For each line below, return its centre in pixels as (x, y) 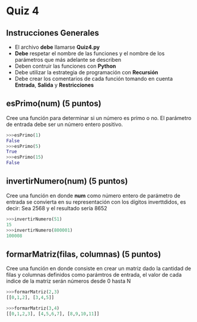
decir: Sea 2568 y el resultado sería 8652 (57, 208)
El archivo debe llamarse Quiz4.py (57, 47)
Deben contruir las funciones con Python (65, 66)
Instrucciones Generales (53, 33)
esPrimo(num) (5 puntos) (54, 104)
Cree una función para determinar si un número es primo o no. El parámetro (99, 118)
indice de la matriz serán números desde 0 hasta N (69, 281)
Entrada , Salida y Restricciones (54, 85)
